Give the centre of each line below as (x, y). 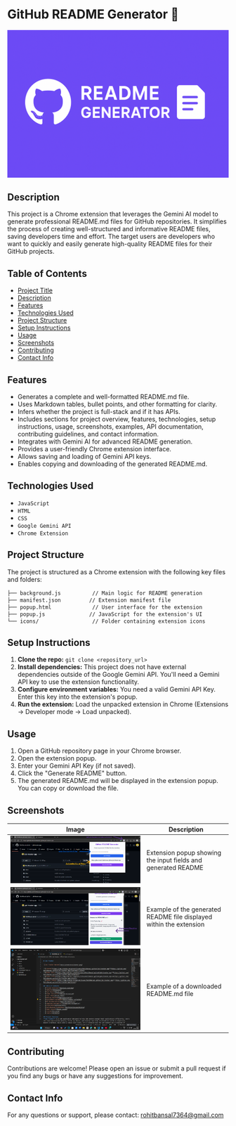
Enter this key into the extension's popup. (78, 697)
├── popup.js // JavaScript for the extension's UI (105, 614)
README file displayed (179, 917)
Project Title (35, 290)
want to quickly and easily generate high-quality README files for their (110, 244)
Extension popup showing (184, 853)
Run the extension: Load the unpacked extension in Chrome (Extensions (123, 704)
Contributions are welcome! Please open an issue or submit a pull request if (117, 1068)
